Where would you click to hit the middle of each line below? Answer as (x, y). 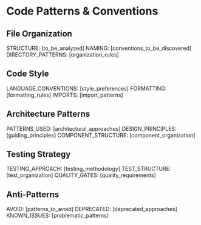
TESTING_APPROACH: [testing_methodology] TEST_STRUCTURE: (89, 169)
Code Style (28, 74)
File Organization (39, 34)
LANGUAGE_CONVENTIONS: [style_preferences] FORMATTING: (87, 88)
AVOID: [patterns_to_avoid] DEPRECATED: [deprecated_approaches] (92, 209)
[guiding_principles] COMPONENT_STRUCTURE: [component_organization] (101, 135)
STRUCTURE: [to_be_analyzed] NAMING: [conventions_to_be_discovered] (99, 48)
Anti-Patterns (33, 194)
